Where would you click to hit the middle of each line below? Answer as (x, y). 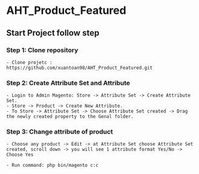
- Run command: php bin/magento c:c (52, 166)
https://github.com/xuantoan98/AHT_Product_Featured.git (80, 68)
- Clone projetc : (29, 62)
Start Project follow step (53, 33)
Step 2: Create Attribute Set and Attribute (68, 83)
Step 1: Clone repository (42, 50)
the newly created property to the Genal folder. (70, 117)
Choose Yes (20, 155)
